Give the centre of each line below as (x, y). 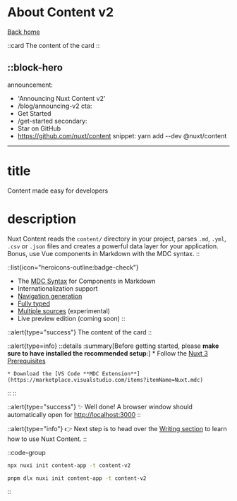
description (42, 219)
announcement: (30, 85)
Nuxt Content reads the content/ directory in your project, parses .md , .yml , (117, 239)
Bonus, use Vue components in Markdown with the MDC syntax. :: (103, 253)
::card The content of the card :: (54, 45)
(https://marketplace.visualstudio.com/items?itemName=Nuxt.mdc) (105, 380)
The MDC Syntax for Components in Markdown (86, 281)
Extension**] (121, 374)
